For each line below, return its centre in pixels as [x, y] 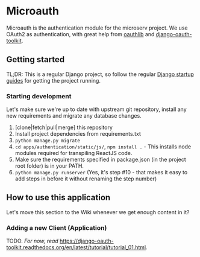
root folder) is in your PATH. [49, 166]
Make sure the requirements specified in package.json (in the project [101, 160]
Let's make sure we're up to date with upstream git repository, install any [96, 109]
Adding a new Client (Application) [57, 227]
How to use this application [58, 198]
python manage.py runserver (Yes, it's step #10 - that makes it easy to [101, 173]
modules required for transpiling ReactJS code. [73, 153]
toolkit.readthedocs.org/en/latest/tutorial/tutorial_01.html [76, 247]
